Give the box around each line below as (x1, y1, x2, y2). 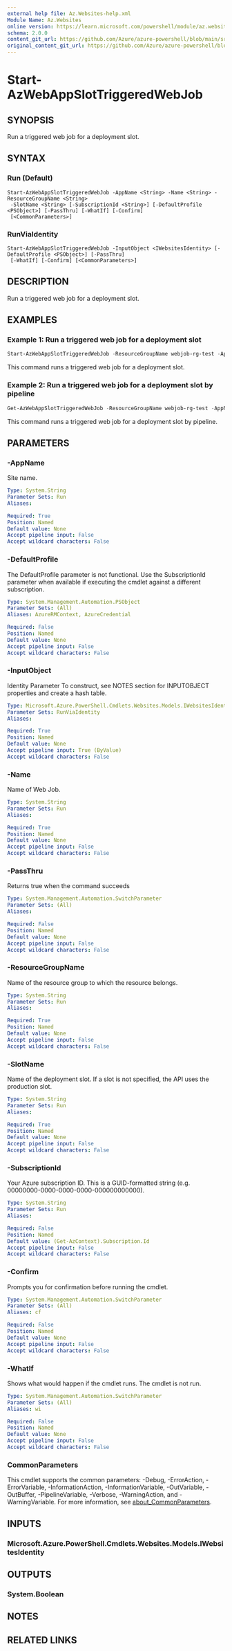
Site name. (7, 474, 38, 482)
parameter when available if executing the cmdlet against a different (7, 578, 202, 586)
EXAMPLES (7, 314, 57, 326)
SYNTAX (7, 153, 46, 165)
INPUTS (7, 1518, 41, 1529)
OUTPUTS (7, 1568, 52, 1580)
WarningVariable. (7, 1498, 57, 1506)
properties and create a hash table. (7, 689, 107, 697)
